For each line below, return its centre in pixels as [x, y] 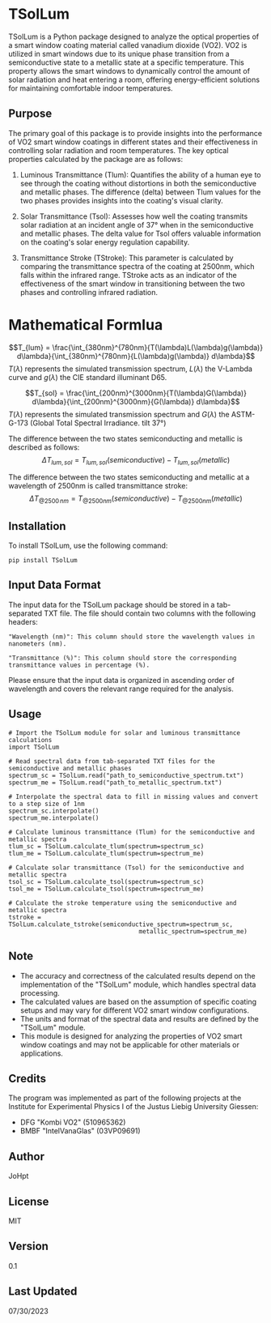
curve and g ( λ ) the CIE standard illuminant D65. [88, 377]
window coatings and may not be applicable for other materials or [130, 1044]
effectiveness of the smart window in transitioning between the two [132, 284]
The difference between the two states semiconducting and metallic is [125, 438]
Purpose [30, 114]
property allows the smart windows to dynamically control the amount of [129, 70]
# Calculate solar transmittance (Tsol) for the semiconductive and [126, 868]
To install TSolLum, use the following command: [88, 546]
